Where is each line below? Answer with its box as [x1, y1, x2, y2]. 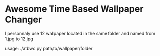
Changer [5, 14, 42, 25]
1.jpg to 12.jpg [5, 36, 33, 42]
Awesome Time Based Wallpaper [5, 3, 144, 15]
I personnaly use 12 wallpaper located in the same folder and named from [5, 30, 155, 36]
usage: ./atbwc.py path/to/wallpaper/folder [5, 45, 93, 51]
